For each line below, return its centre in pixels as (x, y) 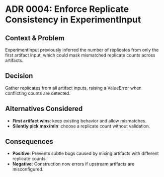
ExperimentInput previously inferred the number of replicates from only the (82, 50)
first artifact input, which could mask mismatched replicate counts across (80, 55)
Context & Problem (35, 38)
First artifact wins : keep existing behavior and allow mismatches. (79, 120)
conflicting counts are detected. (38, 93)
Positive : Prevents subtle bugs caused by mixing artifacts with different (85, 153)
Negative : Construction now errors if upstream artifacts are (73, 164)
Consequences (29, 142)
